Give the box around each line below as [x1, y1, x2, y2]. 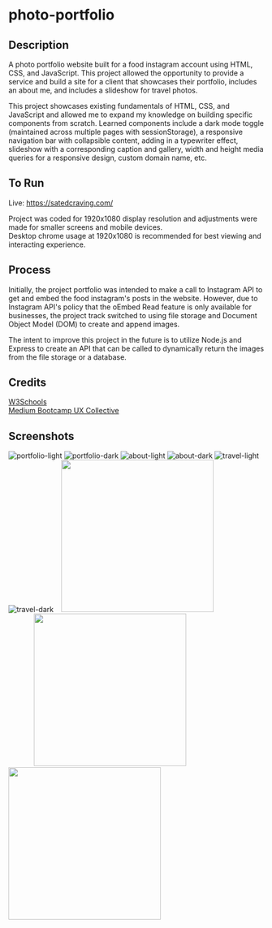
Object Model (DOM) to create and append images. [8, 319, 180, 329]
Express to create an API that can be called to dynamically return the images [8, 343, 265, 353]
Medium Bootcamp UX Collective [8, 406, 119, 416]
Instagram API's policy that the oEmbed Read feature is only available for [8, 302, 253, 312]
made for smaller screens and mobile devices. [8, 222, 163, 232]
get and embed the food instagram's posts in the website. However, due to [8, 293, 258, 303]
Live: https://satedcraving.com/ [8, 197, 114, 208]
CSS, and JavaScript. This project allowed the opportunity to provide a [8, 68, 244, 78]
